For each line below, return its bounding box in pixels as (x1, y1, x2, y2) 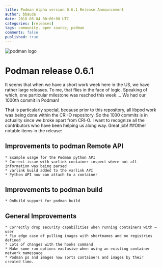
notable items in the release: (5, 127, 62, 133)
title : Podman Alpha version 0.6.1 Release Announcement (5, 7, 124, 12)
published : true (5, 35, 38, 40)
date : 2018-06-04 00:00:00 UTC (5, 16, 69, 21)
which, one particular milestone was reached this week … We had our (5, 92, 146, 98)
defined (5, 238, 21, 243)
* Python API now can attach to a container (5, 172, 98, 177)
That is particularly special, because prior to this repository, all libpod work (5, 107, 156, 113)
